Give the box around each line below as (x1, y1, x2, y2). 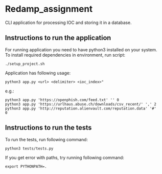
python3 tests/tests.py (5, 146, 54, 151)
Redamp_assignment (5, 3, 93, 15)
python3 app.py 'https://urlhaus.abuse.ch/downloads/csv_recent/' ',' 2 (5, 102, 157, 107)
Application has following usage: (5, 70, 71, 76)
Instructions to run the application (5, 34, 111, 42)
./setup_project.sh (5, 61, 45, 66)
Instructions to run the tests (5, 124, 92, 132)
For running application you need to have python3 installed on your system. (5, 46, 158, 52)
